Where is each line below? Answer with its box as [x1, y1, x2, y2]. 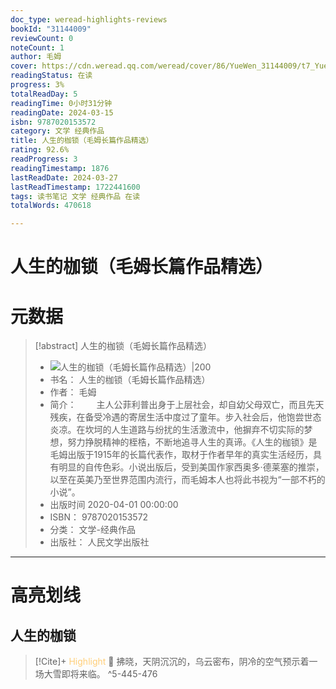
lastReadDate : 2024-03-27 [10, 172, 118, 183]
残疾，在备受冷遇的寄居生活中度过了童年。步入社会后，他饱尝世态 [49, 411, 322, 423]
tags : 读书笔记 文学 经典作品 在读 [10, 191, 141, 201]
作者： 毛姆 [49, 386, 97, 398]
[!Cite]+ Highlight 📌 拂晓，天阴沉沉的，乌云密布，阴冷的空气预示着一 [34, 656, 318, 668]
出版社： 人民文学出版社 [49, 536, 150, 548]
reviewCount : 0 [10, 33, 74, 43]
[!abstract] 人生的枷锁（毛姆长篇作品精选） [34, 340, 213, 352]
